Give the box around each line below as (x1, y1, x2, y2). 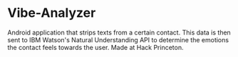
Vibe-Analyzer (7, 5, 96, 21)
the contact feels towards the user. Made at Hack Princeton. (7, 43, 184, 51)
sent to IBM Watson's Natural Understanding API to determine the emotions (7, 35, 229, 44)
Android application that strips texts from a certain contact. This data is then (7, 28, 232, 37)
